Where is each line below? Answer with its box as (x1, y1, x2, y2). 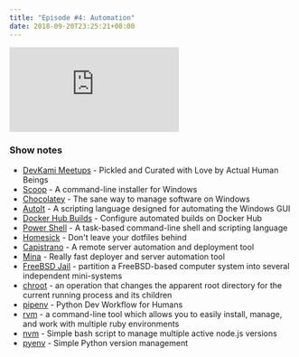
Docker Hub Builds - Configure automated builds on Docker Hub (22, 212, 263, 223)
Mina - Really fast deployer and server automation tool (22, 250, 226, 262)
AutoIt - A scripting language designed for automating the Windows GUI (22, 202, 291, 213)
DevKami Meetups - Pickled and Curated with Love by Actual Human (22, 164, 279, 175)
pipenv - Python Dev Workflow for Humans (22, 299, 183, 310)
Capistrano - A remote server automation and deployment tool (22, 241, 255, 252)
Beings (22, 174, 49, 185)
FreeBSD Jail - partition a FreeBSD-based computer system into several (22, 260, 290, 271)
